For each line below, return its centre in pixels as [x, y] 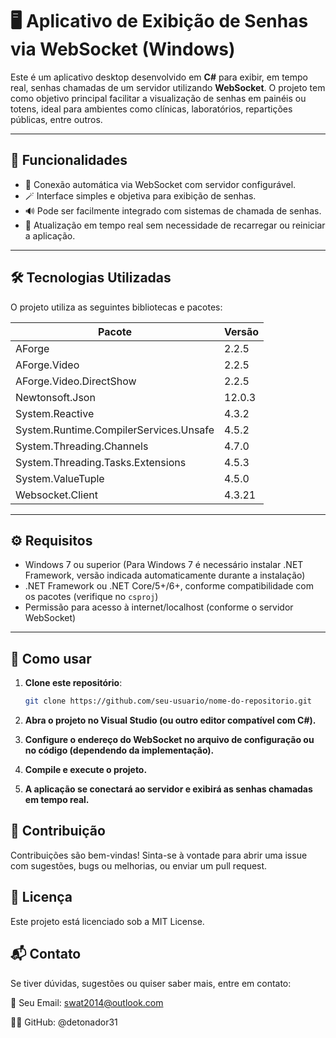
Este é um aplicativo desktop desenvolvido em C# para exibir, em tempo [159, 77]
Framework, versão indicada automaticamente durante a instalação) [165, 575]
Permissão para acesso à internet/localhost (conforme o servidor [159, 607]
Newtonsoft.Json [55, 397]
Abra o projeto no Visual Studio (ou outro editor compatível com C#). [170, 720]
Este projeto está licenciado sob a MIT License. [107, 921]
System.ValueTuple [60, 478]
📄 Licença [41, 897]
